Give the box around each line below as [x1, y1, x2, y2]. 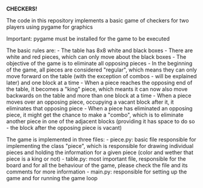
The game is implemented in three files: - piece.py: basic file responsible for [6, 136, 197, 143]
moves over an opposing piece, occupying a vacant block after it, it [6, 98, 174, 106]
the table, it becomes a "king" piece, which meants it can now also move [6, 86, 188, 93]
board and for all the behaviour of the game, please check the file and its [6, 162, 188, 169]
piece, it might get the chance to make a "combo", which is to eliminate [6, 112, 184, 118]
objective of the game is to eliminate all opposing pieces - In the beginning [6, 60, 193, 67]
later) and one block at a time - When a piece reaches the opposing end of [6, 79, 193, 86]
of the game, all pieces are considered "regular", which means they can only [6, 66, 197, 73]
